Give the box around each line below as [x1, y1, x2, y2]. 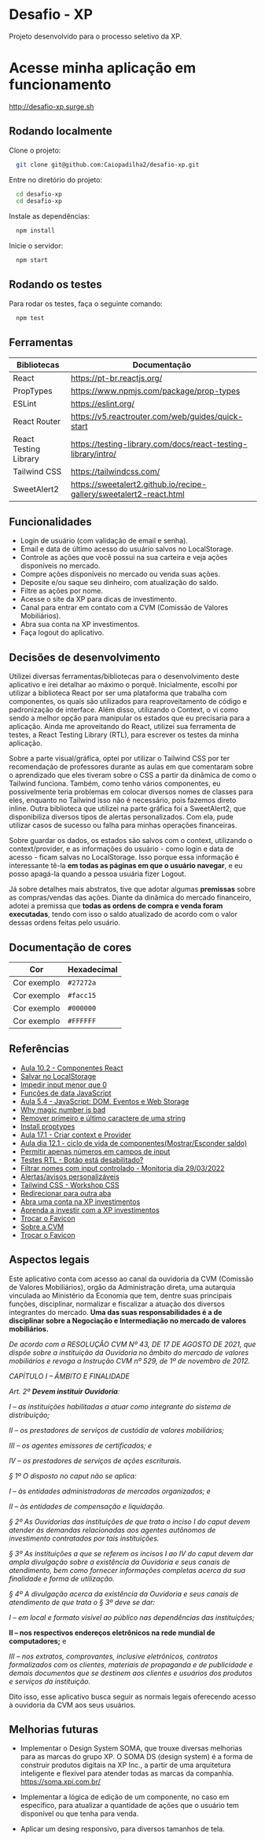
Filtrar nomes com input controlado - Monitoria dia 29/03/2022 [20, 1163, 225, 1173]
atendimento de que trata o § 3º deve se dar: [9, 1597, 156, 1607]
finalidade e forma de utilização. [9, 1574, 115, 1583]
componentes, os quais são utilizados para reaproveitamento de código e [9, 697, 247, 706]
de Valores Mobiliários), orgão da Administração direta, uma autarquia [9, 1282, 236, 1291]
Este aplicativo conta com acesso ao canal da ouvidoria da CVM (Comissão [9, 1274, 254, 1283]
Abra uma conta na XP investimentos [20, 1197, 141, 1206]
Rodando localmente [9, 124, 112, 138]
